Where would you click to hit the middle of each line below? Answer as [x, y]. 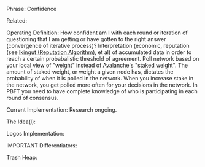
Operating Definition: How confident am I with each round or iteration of [97, 33]
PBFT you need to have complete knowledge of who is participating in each [102, 91]
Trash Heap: [22, 157]
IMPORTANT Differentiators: [42, 146]
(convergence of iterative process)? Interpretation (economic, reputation [98, 46]
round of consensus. [33, 98]
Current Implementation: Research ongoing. [62, 110]
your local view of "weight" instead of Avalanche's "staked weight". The [97, 65]
